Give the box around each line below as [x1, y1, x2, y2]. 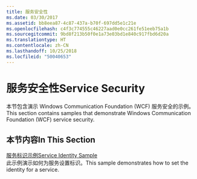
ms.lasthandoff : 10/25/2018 [6, 48, 77, 54]
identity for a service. [6, 166, 59, 174]
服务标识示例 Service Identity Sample [6, 152, 98, 159]
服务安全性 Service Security [6, 81, 145, 95]
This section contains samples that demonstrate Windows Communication [6, 109, 192, 116]
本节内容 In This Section [6, 134, 95, 145]
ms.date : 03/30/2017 [6, 14, 59, 20]
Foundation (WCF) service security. [6, 116, 95, 123]
